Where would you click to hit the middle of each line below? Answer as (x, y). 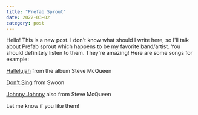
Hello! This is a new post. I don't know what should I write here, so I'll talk (98, 40)
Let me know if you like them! (43, 106)
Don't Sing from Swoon (35, 82)
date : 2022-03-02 (28, 17)
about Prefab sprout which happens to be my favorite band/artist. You (93, 46)
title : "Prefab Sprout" (36, 12)
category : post (25, 23)
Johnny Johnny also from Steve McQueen (59, 95)
